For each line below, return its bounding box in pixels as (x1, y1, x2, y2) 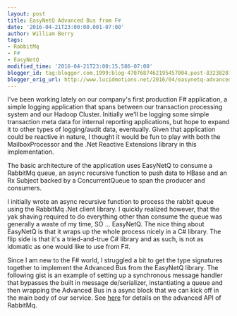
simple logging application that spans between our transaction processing (7, 103, 223, 111)
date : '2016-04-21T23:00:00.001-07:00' (7, 23, 125, 30)
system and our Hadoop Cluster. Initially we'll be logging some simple (7, 110, 209, 119)
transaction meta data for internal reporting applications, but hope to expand (7, 118, 230, 126)
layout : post (7, 10, 46, 18)
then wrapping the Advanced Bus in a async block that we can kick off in (7, 286, 219, 295)
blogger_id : (7, 69, 42, 76)
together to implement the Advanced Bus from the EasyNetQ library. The (7, 264, 219, 272)
